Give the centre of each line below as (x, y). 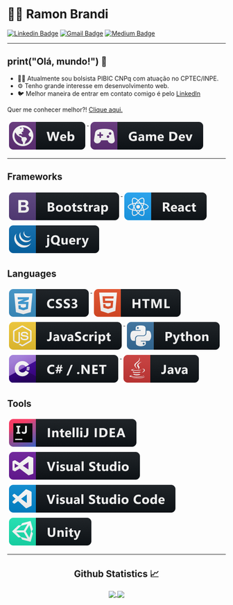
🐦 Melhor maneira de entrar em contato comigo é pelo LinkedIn (109, 94)
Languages (32, 273)
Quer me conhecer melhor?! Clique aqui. (65, 109)
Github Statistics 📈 (116, 573)
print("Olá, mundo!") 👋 (57, 62)
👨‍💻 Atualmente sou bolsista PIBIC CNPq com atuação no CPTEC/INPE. (118, 78)
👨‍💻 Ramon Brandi (58, 14)
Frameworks (35, 177)
